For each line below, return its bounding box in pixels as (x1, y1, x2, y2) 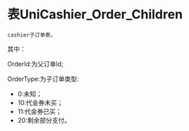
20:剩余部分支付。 (17, 116, 71, 124)
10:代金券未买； (17, 98, 63, 106)
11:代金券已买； (17, 107, 62, 116)
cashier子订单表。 (7, 31, 56, 39)
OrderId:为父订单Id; (7, 59, 63, 68)
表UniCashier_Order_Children (7, 6, 183, 23)
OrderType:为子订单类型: (7, 75, 79, 83)
